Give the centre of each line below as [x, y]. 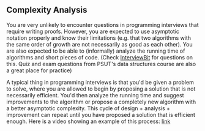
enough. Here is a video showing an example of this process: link [88, 121]
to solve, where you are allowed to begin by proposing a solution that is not [101, 89]
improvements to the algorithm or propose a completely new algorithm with [101, 102]
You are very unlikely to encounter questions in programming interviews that [102, 24]
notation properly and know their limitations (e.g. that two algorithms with [99, 38]
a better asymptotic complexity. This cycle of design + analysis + [88, 108]
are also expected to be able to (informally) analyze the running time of [96, 51]
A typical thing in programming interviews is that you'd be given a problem [100, 82]
